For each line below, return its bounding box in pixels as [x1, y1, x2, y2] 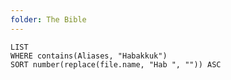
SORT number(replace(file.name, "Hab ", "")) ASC [10, 59, 222, 70]
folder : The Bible [10, 14, 87, 25]
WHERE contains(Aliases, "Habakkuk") [10, 51, 168, 61]
